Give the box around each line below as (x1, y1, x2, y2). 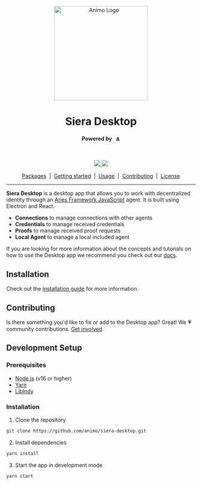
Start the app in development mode (14, 461, 103, 469)
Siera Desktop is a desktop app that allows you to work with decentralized (6, 190, 191, 197)
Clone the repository (14, 416, 66, 423)
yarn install (6, 450, 39, 457)
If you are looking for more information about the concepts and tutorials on (6, 245, 191, 253)
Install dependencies (14, 439, 67, 446)
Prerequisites (6, 361, 46, 369)
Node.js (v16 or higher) (14, 375, 72, 382)
